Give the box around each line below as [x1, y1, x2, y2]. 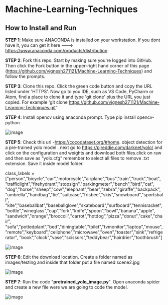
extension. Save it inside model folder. [5, 161, 84, 167]
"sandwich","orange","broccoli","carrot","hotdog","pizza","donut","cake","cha [5, 213, 163, 219]
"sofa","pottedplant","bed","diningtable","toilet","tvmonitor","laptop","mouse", [5, 224, 163, 230]
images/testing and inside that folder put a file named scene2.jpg [5, 259, 140, 265]
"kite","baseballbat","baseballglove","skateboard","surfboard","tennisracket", [5, 202, 163, 208]
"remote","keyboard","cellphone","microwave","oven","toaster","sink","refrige [5, 229, 163, 235]
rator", [5, 235, 19, 240]
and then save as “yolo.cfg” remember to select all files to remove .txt [5, 155, 149, 161]
